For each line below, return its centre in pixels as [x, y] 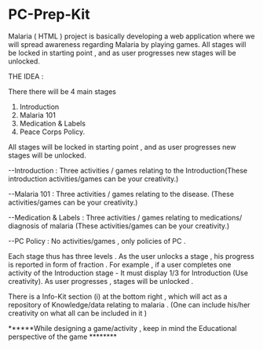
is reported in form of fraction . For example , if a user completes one [120, 264]
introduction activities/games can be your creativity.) [93, 179]
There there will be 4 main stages [62, 91]
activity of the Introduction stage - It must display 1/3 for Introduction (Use [128, 273]
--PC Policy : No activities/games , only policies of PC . [97, 241]
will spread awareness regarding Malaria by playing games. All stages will [127, 44]
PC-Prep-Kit [49, 15]
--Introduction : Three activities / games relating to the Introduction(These [128, 170]
